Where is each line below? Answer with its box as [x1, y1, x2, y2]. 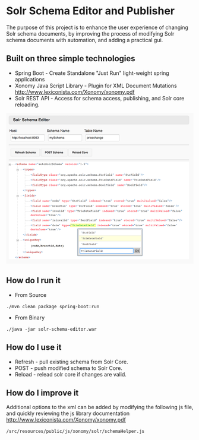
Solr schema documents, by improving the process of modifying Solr [6, 30, 175, 37]
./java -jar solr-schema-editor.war [6, 326, 97, 332]
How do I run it [6, 276, 61, 286]
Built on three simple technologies [6, 53, 135, 64]
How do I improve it [6, 388, 79, 398]
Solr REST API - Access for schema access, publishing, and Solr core [14, 94, 185, 102]
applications [14, 75, 45, 83]
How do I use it [6, 343, 62, 353]
